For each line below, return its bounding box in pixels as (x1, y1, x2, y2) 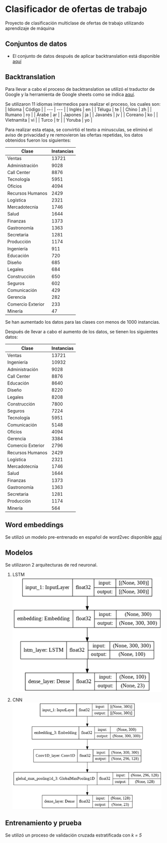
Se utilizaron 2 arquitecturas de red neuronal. (5, 562, 98, 568)
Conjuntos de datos (5, 40, 67, 48)
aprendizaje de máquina (5, 25, 55, 31)
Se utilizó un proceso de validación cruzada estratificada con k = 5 (5, 832, 142, 838)
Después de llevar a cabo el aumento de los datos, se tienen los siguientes (5, 329, 158, 335)
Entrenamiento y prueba (5, 819, 82, 828)
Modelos (5, 549, 33, 557)
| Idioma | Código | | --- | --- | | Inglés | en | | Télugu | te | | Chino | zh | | (5, 106, 152, 112)
